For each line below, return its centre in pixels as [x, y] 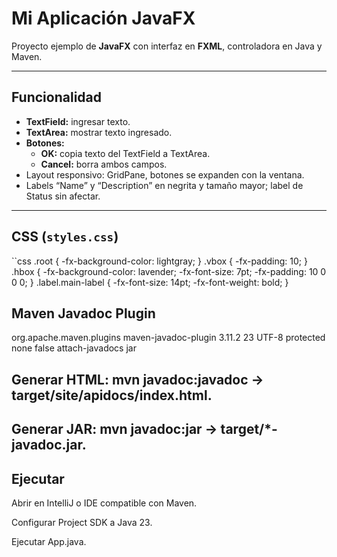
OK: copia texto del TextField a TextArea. [125, 153]
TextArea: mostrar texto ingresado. [99, 132]
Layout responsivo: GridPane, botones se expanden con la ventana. [165, 174]
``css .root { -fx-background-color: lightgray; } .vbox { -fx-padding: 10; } [159, 261]
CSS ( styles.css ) [65, 237]
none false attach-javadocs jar [74, 348]
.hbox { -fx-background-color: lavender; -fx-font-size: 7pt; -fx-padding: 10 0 [169, 271]
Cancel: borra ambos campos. [104, 164]
